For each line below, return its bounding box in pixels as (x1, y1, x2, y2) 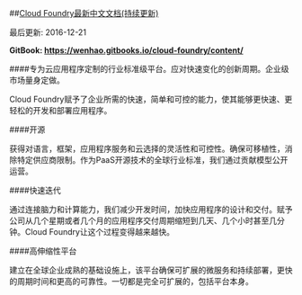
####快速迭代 (9, 185, 61, 195)
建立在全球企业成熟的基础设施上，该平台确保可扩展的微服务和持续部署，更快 (9, 264, 293, 275)
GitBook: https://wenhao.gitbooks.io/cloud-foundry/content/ (9, 45, 244, 56)
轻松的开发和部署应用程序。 (9, 105, 112, 115)
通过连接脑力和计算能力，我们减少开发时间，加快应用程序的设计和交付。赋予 (9, 204, 293, 214)
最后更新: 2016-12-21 (9, 27, 87, 38)
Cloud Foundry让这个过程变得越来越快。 (24, 227, 175, 237)
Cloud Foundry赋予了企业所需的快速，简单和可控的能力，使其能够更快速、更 (9, 94, 293, 104)
